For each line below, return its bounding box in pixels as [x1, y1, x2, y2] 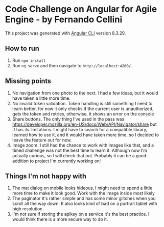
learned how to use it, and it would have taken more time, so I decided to [12, 132, 159, 138]
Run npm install [12, 57, 46, 63]
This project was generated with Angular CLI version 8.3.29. [5, 30, 126, 36]
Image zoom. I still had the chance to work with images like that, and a [12, 142, 154, 148]
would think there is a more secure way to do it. [12, 216, 108, 222]
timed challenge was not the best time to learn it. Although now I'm [12, 147, 148, 153]
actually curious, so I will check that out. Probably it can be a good [12, 152, 146, 158]
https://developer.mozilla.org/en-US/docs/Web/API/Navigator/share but [12, 121, 157, 127]
